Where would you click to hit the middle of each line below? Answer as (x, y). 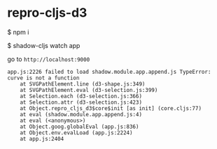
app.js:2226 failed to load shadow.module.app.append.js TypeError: (109, 72)
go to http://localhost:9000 (49, 59)
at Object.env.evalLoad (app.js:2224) (76, 133)
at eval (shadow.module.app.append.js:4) (81, 114)
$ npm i (18, 32)
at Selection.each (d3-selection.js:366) (81, 96)
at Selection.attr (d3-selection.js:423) (81, 102)
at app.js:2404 (42, 139)
